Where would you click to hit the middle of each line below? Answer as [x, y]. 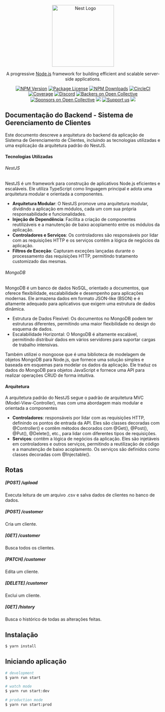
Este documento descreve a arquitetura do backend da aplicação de [75, 135]
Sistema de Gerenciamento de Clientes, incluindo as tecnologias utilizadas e [83, 140]
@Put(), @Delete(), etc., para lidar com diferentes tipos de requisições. [84, 434]
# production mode [24, 700]
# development [20, 673]
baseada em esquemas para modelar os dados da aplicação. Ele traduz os [81, 365]
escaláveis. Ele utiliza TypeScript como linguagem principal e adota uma [79, 188]
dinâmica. [15, 309]
